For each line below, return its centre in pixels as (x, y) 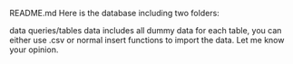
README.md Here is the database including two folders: (114, 13)
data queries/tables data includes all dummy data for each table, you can (146, 30)
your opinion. (34, 50)
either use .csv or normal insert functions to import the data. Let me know (147, 40)
